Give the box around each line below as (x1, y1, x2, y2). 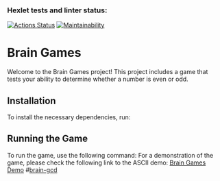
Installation (7, 95, 56, 106)
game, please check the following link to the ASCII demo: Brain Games (7, 158, 206, 167)
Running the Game (7, 133, 88, 145)
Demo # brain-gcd (7, 165, 58, 173)
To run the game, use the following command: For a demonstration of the (7, 151, 214, 159)
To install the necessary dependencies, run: (7, 113, 131, 121)
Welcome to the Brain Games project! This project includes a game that (7, 68, 208, 76)
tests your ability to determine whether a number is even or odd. (7, 75, 188, 84)
